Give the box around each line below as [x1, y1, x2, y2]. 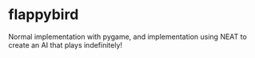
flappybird [8, 6, 79, 24]
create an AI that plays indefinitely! [8, 40, 122, 49]
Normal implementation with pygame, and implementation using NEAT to [8, 32, 248, 41]
